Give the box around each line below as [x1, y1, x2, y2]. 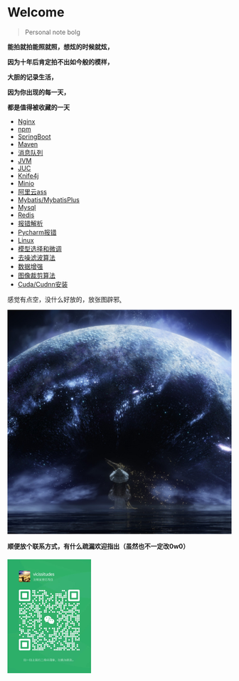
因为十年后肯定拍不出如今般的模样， [7, 58, 114, 66]
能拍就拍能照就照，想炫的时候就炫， [7, 42, 114, 51]
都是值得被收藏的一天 [7, 102, 70, 111]
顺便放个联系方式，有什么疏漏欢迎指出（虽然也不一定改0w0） [7, 542, 190, 550]
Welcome [7, 4, 65, 21]
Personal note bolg [24, 28, 80, 36]
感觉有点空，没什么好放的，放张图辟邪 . [7, 295, 122, 303]
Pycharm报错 [17, 228, 57, 236]
